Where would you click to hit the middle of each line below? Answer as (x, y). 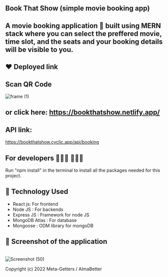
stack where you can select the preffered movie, (83, 33)
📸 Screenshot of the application (57, 242)
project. (13, 176)
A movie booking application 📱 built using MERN (83, 26)
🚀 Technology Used (37, 192)
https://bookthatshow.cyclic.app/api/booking (52, 142)
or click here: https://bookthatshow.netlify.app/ (83, 112)
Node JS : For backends (38, 209)
